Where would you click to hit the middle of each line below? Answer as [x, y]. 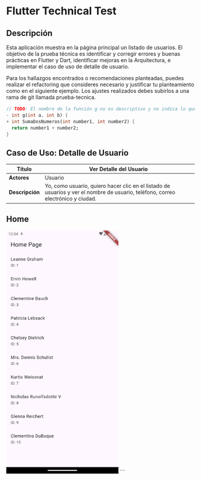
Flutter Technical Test [61, 11]
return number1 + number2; [45, 128]
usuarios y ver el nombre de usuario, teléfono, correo [110, 192]
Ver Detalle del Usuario [118, 169]
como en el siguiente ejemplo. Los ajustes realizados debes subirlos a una [98, 91]
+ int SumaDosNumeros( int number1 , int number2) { [71, 121]
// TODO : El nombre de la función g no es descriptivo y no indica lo [96, 109]
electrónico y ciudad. [71, 199]
